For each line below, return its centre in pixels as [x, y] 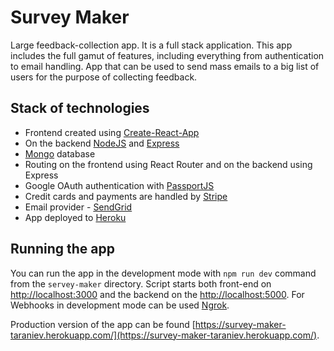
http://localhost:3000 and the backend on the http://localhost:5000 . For [157, 294]
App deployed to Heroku [75, 217]
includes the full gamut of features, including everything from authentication [167, 55]
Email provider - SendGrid [78, 207]
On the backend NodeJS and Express [102, 143]
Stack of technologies [80, 108]
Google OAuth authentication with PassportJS [119, 185]
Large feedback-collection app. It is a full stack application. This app [151, 45]
